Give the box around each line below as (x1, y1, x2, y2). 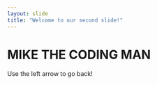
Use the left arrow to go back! (7, 70, 93, 78)
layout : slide (7, 10, 49, 17)
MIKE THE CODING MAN (7, 47, 151, 63)
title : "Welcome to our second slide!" (7, 17, 124, 24)
